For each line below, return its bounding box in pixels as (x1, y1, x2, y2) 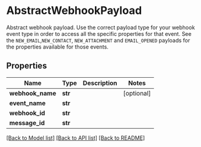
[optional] (123, 89, 151, 97)
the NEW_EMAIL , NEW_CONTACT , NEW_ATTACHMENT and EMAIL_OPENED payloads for (6, 36, 191, 44)
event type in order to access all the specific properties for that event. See (6, 30, 192, 37)
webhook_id (9, 109, 45, 117)
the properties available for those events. (6, 43, 109, 50)
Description (82, 78, 117, 87)
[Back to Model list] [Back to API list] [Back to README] (6, 134, 145, 142)
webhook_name (9, 89, 56, 97)
